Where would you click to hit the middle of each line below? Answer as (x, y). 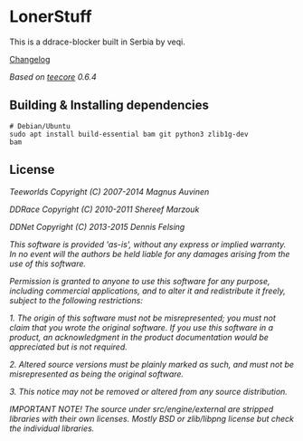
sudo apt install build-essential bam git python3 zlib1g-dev (129, 134)
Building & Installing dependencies (109, 105)
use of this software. (48, 264)
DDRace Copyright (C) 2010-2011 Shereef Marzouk (104, 209)
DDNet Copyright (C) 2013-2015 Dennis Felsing (97, 226)
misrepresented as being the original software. (96, 374)
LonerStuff (51, 17)
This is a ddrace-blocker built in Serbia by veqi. (97, 42)
